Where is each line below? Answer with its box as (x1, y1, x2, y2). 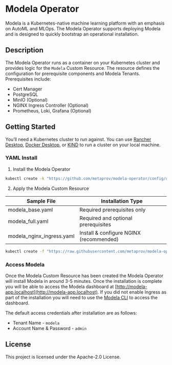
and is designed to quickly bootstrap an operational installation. (5, 31, 139, 37)
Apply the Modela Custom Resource (12, 185, 89, 191)
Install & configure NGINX (79, 229, 141, 236)
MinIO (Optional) (12, 97, 48, 103)
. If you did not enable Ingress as (97, 289, 167, 295)
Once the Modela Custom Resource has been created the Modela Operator (5, 273, 164, 279)
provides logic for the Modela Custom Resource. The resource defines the (5, 65, 160, 71)
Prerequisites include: (5, 75, 51, 82)
